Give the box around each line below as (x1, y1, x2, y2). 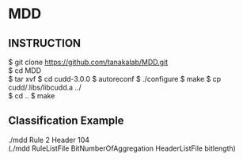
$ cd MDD (8, 66, 42, 75)
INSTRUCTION (8, 36, 82, 50)
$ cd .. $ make (8, 91, 55, 100)
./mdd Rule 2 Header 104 (8, 135, 89, 144)
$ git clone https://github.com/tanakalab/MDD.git (8, 57, 169, 67)
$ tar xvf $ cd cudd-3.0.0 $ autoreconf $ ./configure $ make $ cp (8, 75, 222, 83)
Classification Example (8, 114, 124, 128)
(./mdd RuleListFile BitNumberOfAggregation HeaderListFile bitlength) (8, 144, 236, 153)
